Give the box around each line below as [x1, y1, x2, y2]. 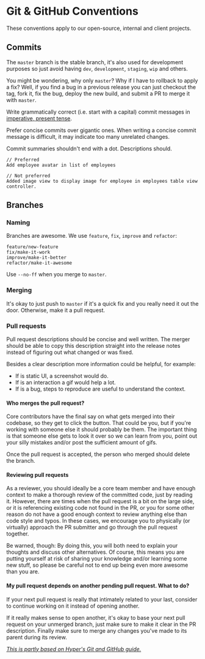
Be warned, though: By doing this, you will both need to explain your [6, 542, 178, 550]
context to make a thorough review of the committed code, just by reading [6, 491, 193, 499]
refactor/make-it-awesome [6, 260, 72, 267]
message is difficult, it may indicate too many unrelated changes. [6, 133, 170, 140]
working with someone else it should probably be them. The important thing [6, 426, 197, 433]
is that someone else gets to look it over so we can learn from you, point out [6, 432, 197, 440]
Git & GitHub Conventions [6, 4, 138, 18]
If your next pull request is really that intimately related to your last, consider [6, 595, 198, 603]
